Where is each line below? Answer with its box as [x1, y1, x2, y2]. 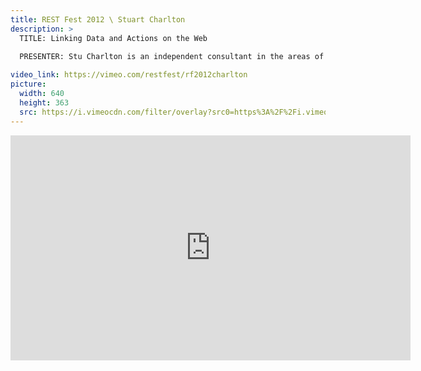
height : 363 [19, 97, 70, 108]
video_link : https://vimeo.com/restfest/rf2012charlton [10, 70, 248, 80]
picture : [10, 79, 47, 90]
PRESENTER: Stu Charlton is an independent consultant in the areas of [19, 52, 325, 62]
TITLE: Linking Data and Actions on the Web [19, 33, 208, 43]
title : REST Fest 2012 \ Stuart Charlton [10, 14, 186, 25]
